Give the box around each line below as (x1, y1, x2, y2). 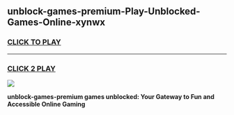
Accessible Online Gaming (7, 100, 86, 108)
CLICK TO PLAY (7, 38, 61, 47)
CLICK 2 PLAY (7, 63, 56, 73)
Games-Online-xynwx (7, 17, 106, 29)
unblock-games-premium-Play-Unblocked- (7, 6, 201, 17)
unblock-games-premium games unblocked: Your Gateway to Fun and (7, 92, 214, 100)
